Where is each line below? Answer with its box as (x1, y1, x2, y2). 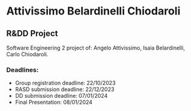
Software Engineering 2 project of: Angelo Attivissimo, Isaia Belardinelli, (6, 44, 186, 51)
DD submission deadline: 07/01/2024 (15, 92, 108, 100)
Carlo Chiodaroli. (6, 51, 49, 58)
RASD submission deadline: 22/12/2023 (15, 86, 115, 93)
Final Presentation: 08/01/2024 (15, 98, 93, 106)
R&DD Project (6, 28, 58, 39)
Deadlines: (6, 65, 39, 74)
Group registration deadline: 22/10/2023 (15, 80, 116, 87)
